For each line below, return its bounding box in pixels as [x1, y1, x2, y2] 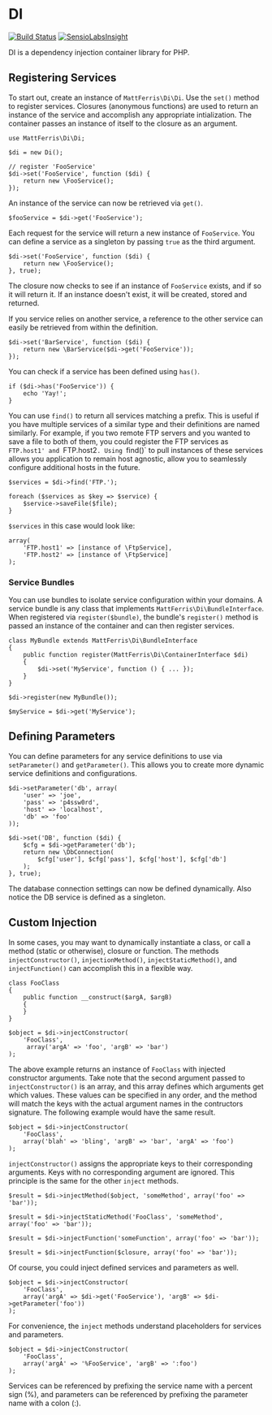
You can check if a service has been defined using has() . [8, 366, 201, 376]
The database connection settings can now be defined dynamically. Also [8, 883, 252, 893]
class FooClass [8, 979, 60, 987]
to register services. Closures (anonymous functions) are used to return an [8, 101, 258, 110]
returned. [8, 298, 40, 308]
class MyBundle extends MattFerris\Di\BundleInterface [8, 636, 198, 645]
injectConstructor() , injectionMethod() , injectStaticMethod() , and [8, 955, 237, 964]
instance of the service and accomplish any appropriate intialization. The [8, 110, 252, 119]
